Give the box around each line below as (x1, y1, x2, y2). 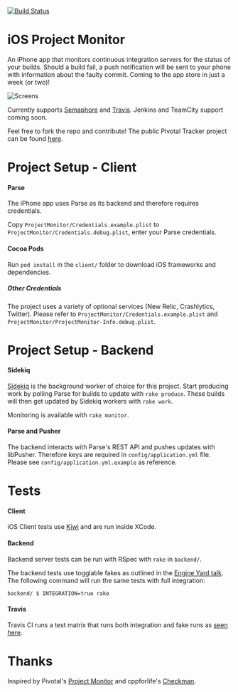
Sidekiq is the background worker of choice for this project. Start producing (7, 382, 229, 390)
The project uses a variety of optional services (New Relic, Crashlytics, (7, 302, 215, 310)
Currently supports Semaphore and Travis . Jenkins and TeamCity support (7, 105, 224, 114)
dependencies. (7, 268, 51, 276)
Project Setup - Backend (7, 342, 154, 358)
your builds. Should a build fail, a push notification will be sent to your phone (7, 63, 231, 71)
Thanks (7, 654, 53, 669)
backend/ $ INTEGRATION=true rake (7, 589, 110, 597)
